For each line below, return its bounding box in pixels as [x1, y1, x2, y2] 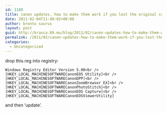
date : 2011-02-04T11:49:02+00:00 [5, 16, 75, 21]
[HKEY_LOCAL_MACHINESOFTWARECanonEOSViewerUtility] [5, 93, 114, 98]
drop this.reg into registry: [5, 57, 59, 63]
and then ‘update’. [5, 102, 42, 108]
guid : [5, 30, 16, 35]
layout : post [5, 26, 32, 31]
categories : [5, 40, 30, 45]
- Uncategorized [9, 44, 43, 49]
